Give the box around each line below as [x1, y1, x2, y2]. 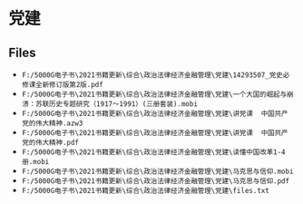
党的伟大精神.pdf [21, 138, 79, 147]
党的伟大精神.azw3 [21, 119, 83, 128]
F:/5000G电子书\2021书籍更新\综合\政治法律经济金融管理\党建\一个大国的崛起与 [21, 90, 288, 99]
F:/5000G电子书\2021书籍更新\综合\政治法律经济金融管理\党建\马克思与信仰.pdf [21, 177, 290, 186]
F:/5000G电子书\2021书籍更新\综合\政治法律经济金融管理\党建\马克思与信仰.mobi [21, 167, 294, 176]
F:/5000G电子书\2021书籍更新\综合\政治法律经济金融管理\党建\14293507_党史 [21, 71, 283, 80]
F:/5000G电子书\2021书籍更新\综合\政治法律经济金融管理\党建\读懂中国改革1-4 [21, 148, 287, 157]
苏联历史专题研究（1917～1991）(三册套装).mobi [34, 100, 199, 109]
